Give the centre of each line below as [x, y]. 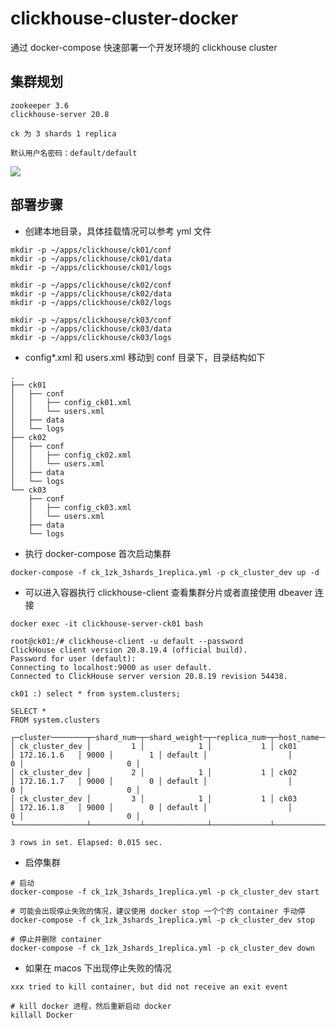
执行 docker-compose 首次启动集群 [98, 553]
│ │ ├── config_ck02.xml [71, 455]
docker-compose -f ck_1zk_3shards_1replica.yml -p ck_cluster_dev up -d [165, 572]
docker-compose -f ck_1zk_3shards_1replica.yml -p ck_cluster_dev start [165, 892]
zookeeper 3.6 [40, 105]
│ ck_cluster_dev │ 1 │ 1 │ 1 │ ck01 [154, 746]
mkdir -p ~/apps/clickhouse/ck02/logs [91, 302]
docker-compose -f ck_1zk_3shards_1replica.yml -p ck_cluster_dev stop [162, 920]
